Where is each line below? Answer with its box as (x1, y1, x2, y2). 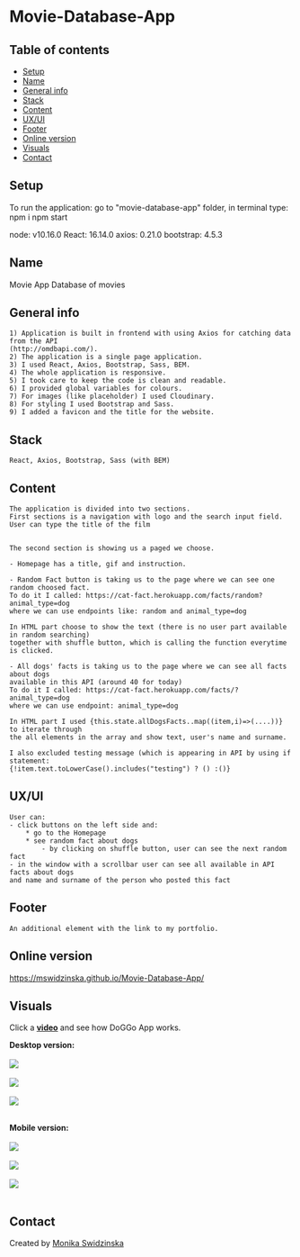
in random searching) (9, 630, 91, 640)
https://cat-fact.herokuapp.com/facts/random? (85, 592, 263, 601)
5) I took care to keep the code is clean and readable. (9, 376, 227, 385)
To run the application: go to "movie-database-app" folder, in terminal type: (9, 202, 289, 213)
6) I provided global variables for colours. (9, 384, 182, 393)
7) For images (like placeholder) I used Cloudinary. (9, 392, 216, 402)
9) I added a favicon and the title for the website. (9, 408, 216, 417)
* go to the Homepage (25, 828, 106, 837)
